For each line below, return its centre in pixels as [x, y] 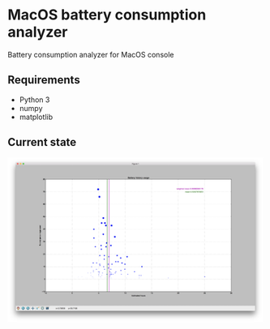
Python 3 [34, 100]
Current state [42, 142]
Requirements [44, 80]
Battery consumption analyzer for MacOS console [91, 54]
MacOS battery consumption [107, 15]
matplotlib [36, 117]
